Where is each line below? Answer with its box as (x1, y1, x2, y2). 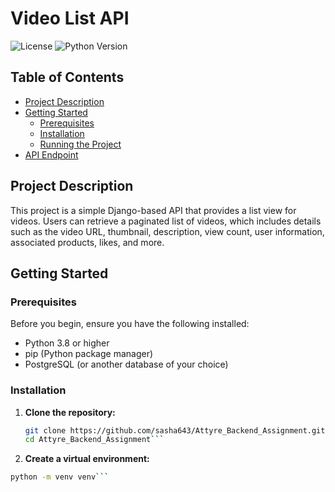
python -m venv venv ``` (10, 472, 110, 482)
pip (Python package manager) (24, 348, 154, 360)
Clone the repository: (24, 406, 116, 418)
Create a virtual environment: (24, 453, 150, 465)
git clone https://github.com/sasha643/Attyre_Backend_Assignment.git (24, 425, 326, 436)
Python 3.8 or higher (24, 337, 110, 349)
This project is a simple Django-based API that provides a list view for (10, 204, 297, 216)
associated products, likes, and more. (10, 236, 165, 248)
